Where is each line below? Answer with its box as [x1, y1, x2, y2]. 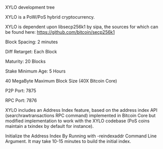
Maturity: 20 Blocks [5, 58, 46, 64]
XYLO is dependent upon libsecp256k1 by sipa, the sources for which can [5, 24, 158, 30]
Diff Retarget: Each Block [5, 49, 57, 54]
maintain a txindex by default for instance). [5, 123, 94, 129]
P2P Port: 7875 [5, 88, 37, 94]
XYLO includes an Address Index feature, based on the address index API [5, 107, 157, 113]
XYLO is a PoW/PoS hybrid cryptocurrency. [5, 14, 95, 20]
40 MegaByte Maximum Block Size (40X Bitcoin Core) [5, 78, 117, 84]
